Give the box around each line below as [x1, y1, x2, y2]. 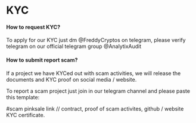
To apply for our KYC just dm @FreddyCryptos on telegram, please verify [6, 37, 186, 44]
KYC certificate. [6, 111, 45, 118]
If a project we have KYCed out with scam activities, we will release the [6, 69, 181, 77]
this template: [6, 93, 40, 101]
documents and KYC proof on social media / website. [6, 76, 137, 83]
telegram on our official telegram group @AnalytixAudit [6, 43, 142, 50]
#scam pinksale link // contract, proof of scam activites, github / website [6, 105, 184, 112]
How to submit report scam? [6, 56, 78, 63]
